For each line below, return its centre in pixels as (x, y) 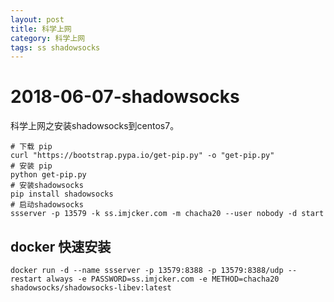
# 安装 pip (31, 166)
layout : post (37, 19)
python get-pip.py (48, 175)
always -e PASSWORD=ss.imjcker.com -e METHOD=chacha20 (163, 279)
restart (26, 279)
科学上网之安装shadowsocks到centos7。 (95, 126)
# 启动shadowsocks (47, 205)
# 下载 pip (31, 147)
